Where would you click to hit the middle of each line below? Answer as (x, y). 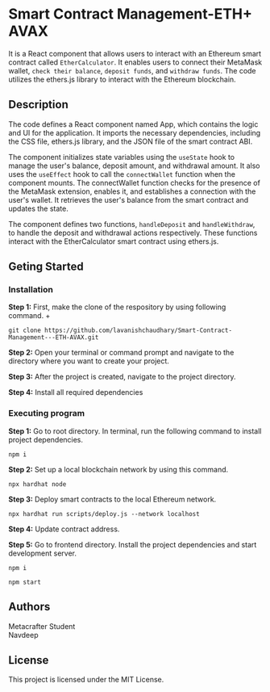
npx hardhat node (37, 484)
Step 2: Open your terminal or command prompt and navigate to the (121, 353)
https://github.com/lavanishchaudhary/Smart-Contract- (138, 331)
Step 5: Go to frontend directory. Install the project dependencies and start (133, 544)
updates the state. (38, 208)
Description (38, 105)
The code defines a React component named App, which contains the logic (133, 124)
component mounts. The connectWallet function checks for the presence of (134, 182)
